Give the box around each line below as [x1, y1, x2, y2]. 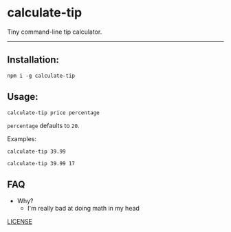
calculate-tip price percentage [7, 109, 100, 116]
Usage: [7, 91, 39, 103]
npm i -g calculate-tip [7, 72, 76, 79]
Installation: [7, 54, 60, 66]
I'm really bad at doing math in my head [27, 204, 140, 213]
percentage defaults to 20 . [7, 121, 80, 129]
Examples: [7, 134, 36, 143]
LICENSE [7, 218, 33, 226]
